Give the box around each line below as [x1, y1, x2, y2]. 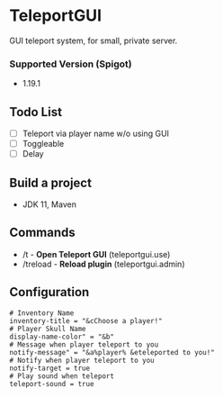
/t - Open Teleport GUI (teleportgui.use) [22, 248, 171, 259]
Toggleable [22, 139, 65, 149]
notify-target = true [9, 364, 91, 373]
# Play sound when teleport [9, 371, 115, 381]
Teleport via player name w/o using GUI [22, 128, 169, 140]
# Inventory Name [9, 308, 75, 318]
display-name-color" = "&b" [9, 332, 115, 341]
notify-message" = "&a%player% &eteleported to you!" [9, 347, 216, 356]
